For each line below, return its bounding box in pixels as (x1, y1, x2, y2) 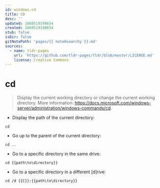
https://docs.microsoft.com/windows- (74, 100, 151, 106)
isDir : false (5, 35, 32, 40)
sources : (5, 44, 23, 49)
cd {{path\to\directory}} (5, 161, 58, 165)
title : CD (5, 12, 25, 17)
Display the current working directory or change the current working (17, 95, 155, 101)
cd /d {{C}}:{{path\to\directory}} (5, 179, 78, 184)
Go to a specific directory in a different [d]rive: (12, 169, 106, 175)
